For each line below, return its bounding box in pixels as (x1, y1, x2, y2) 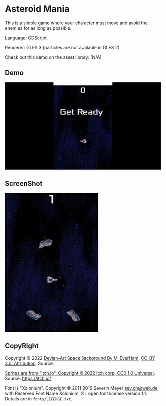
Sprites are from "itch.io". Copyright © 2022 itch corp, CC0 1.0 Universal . (5, 370, 155, 376)
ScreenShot (5, 179, 43, 188)
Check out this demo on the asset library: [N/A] (5, 54, 102, 60)
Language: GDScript (5, 35, 47, 41)
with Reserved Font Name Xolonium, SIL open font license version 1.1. (5, 390, 148, 396)
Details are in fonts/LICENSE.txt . (5, 395, 73, 402)
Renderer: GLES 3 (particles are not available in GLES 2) (5, 44, 120, 50)
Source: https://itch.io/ (5, 375, 51, 381)
